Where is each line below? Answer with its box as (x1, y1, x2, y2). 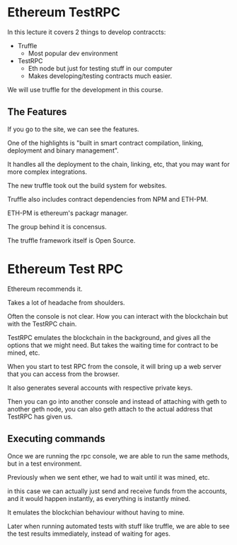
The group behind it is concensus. (7, 222, 108, 231)
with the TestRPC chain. (7, 319, 77, 328)
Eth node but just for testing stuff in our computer (28, 64, 173, 72)
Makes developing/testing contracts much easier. (28, 72, 173, 80)
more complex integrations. (7, 167, 87, 176)
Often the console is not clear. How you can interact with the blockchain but (7, 312, 229, 320)
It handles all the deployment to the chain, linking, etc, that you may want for (7, 160, 230, 168)
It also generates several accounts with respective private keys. (7, 383, 193, 392)
